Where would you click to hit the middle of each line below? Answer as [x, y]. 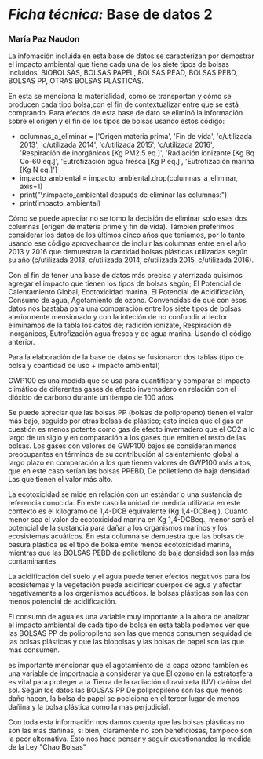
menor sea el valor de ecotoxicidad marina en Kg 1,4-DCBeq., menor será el [131, 520]
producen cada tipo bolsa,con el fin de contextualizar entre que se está [124, 104]
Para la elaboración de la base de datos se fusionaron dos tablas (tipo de [126, 357]
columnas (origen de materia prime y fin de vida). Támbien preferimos [121, 227]
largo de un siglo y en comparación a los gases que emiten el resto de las [127, 438]
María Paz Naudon [44, 39]
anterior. [22, 342]
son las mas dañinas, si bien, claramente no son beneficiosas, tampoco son [130, 731]
